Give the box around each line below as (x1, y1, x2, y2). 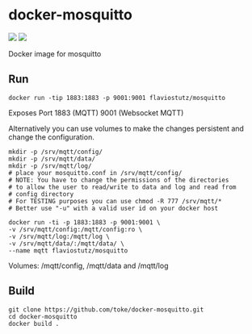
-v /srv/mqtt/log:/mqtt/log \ (8, 232, 111, 240)
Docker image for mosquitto (8, 48, 102, 58)
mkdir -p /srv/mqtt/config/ (8, 148, 103, 156)
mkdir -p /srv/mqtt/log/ (8, 161, 92, 170)
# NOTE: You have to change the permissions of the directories (8, 176, 229, 184)
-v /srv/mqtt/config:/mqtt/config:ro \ (8, 225, 143, 233)
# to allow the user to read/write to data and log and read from (8, 183, 237, 191)
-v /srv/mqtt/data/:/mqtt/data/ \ (8, 240, 125, 248)
